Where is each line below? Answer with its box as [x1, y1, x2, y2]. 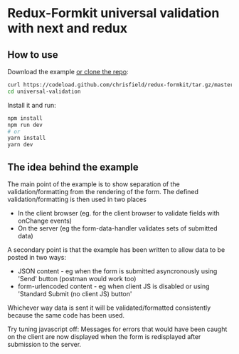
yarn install [7, 134, 46, 142]
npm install [7, 114, 43, 122]
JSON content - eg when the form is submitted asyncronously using [17, 266, 218, 275]
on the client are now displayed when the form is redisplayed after [7, 332, 201, 340]
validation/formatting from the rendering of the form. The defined [7, 187, 199, 196]
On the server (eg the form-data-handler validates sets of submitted [17, 223, 218, 233]
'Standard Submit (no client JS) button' [17, 289, 132, 298]
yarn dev [7, 141, 33, 148]
